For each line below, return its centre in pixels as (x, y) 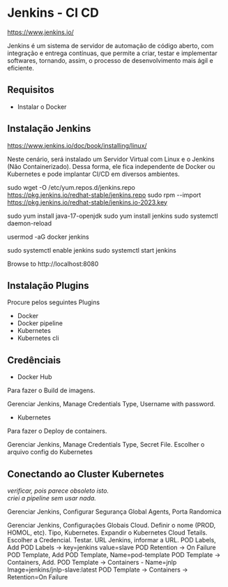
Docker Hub (35, 377)
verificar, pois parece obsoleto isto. (58, 491)
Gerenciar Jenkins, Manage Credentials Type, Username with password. (111, 404)
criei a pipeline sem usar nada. (52, 498)
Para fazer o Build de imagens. (51, 391)
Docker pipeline (40, 323)
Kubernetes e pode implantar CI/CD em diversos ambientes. (93, 174)
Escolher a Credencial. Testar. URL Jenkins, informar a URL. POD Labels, (112, 540)
